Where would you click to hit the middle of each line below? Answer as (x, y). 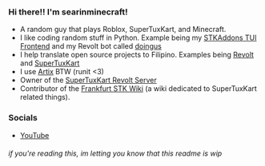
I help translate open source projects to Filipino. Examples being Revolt (137, 55)
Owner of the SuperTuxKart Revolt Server (88, 80)
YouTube (34, 135)
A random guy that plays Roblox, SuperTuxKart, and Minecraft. (123, 30)
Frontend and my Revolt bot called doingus (90, 46)
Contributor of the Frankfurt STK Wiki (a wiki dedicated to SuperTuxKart (139, 89)
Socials (23, 118)
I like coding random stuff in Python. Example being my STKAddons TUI (138, 38)
